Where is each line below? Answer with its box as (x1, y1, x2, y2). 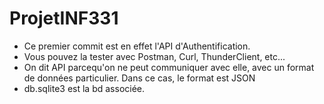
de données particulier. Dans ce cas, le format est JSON (23, 72, 256, 84)
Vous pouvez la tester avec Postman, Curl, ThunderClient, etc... (23, 50, 286, 62)
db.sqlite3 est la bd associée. (23, 82, 146, 94)
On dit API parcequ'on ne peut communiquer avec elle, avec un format (23, 61, 315, 73)
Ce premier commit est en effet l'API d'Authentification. (23, 40, 251, 52)
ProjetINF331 (9, 7, 119, 30)
